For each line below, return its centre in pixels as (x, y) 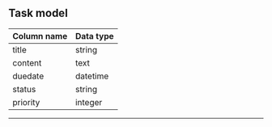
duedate (28, 76)
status (24, 89)
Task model (38, 13)
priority (26, 102)
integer (89, 102)
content (27, 62)
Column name (40, 36)
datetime (92, 76)
